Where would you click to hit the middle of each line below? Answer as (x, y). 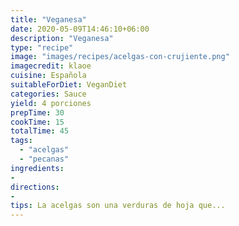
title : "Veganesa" (48, 19)
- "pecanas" (44, 159)
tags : (21, 141)
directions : (35, 187)
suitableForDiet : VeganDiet (69, 85)
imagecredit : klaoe (51, 66)
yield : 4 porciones (51, 103)
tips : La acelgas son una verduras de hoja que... (118, 206)
